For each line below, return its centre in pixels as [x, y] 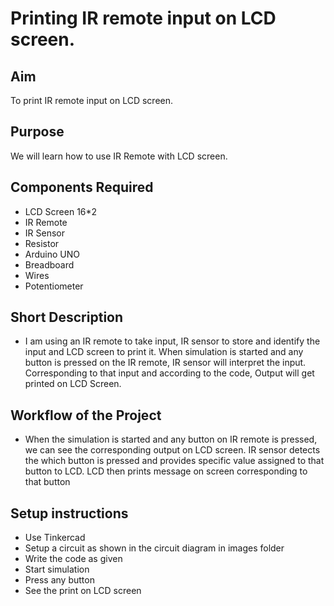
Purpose [37, 132]
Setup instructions [69, 513]
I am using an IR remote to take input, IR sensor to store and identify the [172, 341]
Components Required [82, 187]
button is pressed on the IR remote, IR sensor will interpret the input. [165, 363]
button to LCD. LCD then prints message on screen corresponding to [166, 471]
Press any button [59, 580]
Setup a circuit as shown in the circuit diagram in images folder [154, 548]
